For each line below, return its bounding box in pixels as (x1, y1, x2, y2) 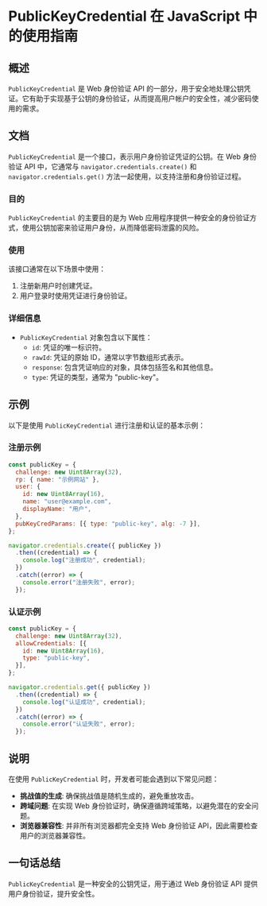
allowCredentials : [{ (15, 639, 87, 648)
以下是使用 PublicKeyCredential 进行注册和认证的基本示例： (8, 420, 205, 430)
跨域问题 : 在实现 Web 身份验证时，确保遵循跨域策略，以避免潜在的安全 (19, 801, 252, 811)
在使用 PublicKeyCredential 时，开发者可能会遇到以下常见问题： (8, 774, 219, 784)
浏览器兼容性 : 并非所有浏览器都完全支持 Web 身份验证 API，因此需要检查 (19, 821, 258, 830)
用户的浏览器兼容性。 (19, 831, 90, 841)
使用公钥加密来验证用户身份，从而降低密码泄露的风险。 (21, 223, 203, 233)
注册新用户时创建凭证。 (19, 281, 97, 291)
